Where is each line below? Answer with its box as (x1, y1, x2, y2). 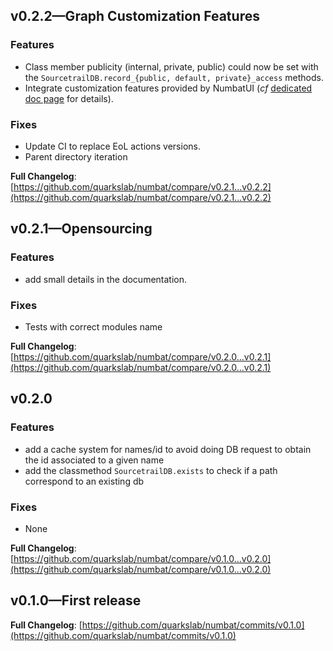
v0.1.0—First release (10, 592, 142, 609)
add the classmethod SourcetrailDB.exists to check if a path (24, 464, 278, 476)
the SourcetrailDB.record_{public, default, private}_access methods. (24, 71, 324, 83)
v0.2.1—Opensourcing (10, 220, 153, 238)
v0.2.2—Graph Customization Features (10, 8, 260, 25)
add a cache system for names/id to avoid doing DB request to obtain (24, 443, 312, 455)
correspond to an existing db (24, 475, 145, 487)
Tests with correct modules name (24, 320, 163, 333)
